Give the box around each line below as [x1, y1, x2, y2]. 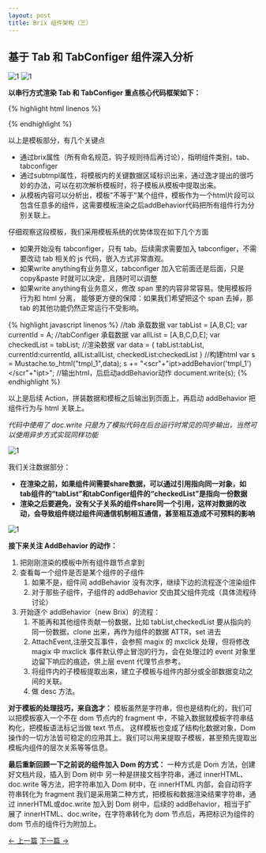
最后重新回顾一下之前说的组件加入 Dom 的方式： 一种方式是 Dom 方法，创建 [8, 760, 256, 769]
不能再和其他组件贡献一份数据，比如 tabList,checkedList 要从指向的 [31, 617, 251, 626]
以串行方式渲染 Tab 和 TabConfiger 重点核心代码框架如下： [8, 88, 201, 97]
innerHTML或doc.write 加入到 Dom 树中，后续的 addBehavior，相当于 [17, 799, 245, 809]
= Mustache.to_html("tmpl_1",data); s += [8, 359, 139, 368]
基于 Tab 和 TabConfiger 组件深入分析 [8, 50, 193, 63]
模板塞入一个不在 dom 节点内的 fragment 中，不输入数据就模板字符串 [21, 714, 247, 723]
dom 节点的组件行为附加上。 [8, 819, 101, 828]
